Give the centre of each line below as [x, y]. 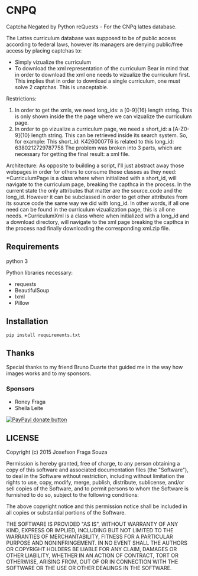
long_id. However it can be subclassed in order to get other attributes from [97, 197]
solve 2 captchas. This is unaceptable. [61, 87]
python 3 [17, 261]
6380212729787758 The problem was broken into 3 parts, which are [98, 148]
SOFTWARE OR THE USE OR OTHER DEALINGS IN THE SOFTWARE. [89, 568]
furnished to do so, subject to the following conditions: [72, 495]
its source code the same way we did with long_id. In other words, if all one [98, 203]
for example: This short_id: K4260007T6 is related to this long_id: [94, 141]
